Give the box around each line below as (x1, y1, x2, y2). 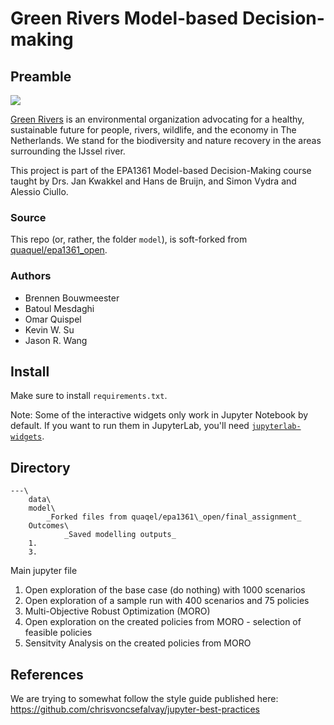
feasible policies (24, 627, 93, 639)
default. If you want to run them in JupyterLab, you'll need (10, 420, 250, 432)
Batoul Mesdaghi (24, 302, 95, 314)
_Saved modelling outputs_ (63, 530, 177, 540)
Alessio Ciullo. (10, 186, 69, 197)
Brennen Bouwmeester (24, 292, 120, 304)
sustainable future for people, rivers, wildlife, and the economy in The (10, 124, 297, 136)
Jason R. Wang (24, 334, 88, 346)
